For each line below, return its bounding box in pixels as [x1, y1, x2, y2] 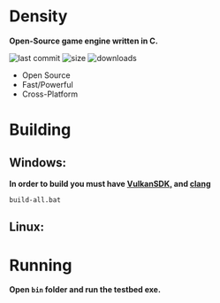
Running [9, 255, 72, 276]
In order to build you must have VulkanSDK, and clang [9, 178, 211, 189]
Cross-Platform [21, 89, 79, 99]
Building [9, 120, 72, 140]
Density [9, 6, 68, 27]
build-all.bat [9, 195, 62, 205]
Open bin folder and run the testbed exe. [9, 284, 162, 295]
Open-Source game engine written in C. [9, 35, 159, 46]
